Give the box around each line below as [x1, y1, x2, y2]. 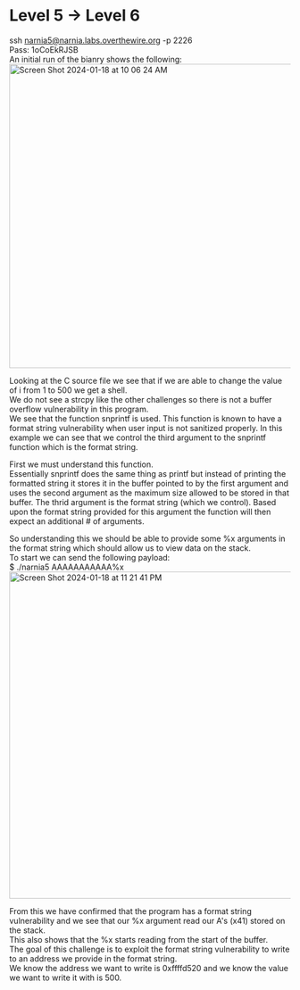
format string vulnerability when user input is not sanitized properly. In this [9, 422, 283, 433]
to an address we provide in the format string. [9, 953, 178, 964]
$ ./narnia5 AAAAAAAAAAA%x [9, 562, 125, 572]
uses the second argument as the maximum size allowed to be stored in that [9, 487, 290, 498]
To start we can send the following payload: [9, 552, 171, 562]
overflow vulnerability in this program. [9, 403, 149, 414]
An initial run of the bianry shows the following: [9, 54, 183, 64]
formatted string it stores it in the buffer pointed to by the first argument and [9, 478, 288, 488]
